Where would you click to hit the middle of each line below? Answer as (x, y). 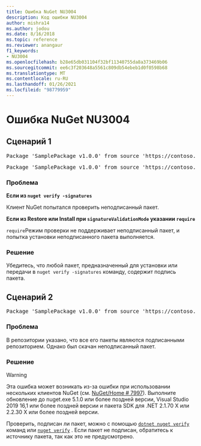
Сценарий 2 (30, 297)
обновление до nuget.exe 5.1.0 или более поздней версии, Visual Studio (97, 399)
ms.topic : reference (32, 40)
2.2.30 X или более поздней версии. (53, 412)
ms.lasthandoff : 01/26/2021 (41, 85)
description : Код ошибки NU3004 (46, 17)
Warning (16, 375)
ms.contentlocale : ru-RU (37, 79)
